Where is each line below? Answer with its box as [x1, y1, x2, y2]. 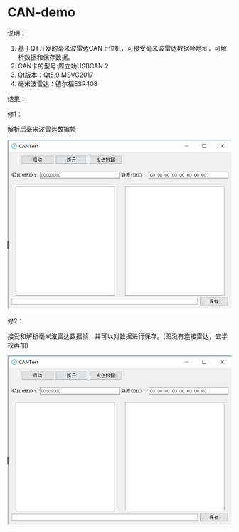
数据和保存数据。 [23, 53, 75, 61]
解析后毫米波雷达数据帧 [7, 125, 76, 133]
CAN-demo [7, 4, 76, 21]
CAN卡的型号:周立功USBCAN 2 [17, 61, 109, 70]
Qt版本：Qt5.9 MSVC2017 [17, 71, 94, 79]
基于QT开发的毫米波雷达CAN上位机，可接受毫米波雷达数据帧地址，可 [17, 43, 221, 52]
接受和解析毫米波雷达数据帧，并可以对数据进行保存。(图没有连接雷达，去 [7, 332, 222, 340]
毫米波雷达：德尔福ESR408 [17, 79, 98, 88]
